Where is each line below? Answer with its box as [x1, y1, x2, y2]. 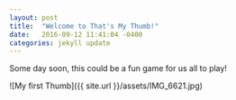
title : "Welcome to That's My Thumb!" [9, 22, 159, 31]
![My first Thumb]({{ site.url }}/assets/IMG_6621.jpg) [9, 80, 203, 91]
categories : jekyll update [9, 38, 111, 48]
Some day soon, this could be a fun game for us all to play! [9, 63, 228, 74]
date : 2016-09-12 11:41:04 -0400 [9, 30, 143, 39]
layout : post [9, 13, 59, 23]
